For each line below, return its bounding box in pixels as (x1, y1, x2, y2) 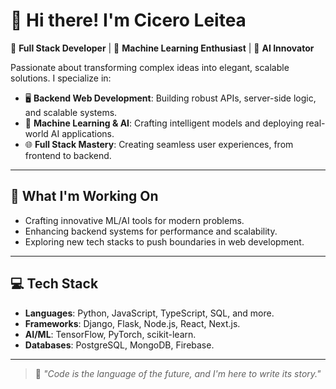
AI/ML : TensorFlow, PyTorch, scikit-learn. (24, 328, 197, 340)
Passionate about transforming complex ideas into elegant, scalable (10, 61, 290, 73)
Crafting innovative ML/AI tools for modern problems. (24, 214, 245, 226)
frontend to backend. (24, 149, 112, 161)
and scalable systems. (24, 106, 118, 118)
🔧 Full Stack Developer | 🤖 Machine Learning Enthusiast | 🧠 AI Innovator (10, 42, 315, 54)
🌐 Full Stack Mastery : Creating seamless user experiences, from (24, 138, 294, 150)
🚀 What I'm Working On (10, 188, 159, 205)
